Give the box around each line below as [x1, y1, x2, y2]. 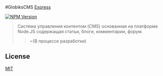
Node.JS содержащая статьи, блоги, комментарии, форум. [17, 29, 143, 34]
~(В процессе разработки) [29, 38, 87, 44]
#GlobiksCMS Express [5, 4, 51, 10]
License [5, 52, 30, 61]
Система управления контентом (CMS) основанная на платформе [17, 23, 158, 29]
